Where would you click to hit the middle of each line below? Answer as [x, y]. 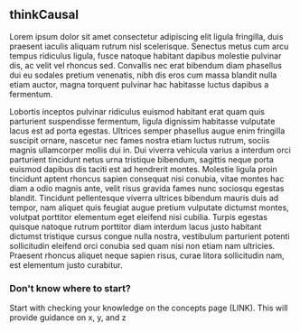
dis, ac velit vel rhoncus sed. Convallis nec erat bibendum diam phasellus [146, 65]
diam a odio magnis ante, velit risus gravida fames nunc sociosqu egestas [147, 188]
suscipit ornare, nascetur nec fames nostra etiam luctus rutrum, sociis [140, 140]
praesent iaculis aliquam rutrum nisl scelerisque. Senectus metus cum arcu [149, 46]
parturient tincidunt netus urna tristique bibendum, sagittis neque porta [141, 159]
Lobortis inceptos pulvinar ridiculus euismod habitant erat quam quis [137, 111]
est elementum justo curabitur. [66, 264]
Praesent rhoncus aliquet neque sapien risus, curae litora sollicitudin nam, [147, 255]
